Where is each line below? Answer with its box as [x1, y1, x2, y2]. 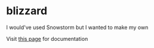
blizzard [6, 4, 48, 18]
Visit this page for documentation [6, 35, 88, 42]
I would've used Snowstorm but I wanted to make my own [6, 24, 149, 31]
